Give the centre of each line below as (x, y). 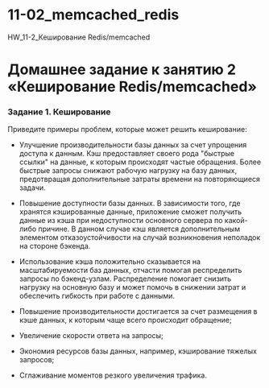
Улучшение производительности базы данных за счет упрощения (133, 145)
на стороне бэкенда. (55, 246)
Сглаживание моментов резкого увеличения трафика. (113, 375)
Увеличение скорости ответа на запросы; (91, 336)
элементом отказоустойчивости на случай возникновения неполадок (140, 237)
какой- (236, 221)
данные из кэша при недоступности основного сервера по (121, 221)
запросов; (37, 360)
